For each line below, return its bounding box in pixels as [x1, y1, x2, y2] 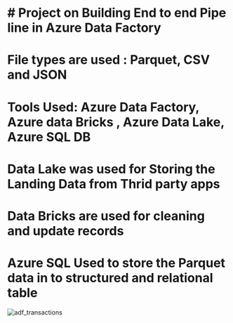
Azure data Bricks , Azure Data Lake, [7, 114, 225, 130]
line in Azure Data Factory [7, 20, 161, 36]
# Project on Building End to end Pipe [7, 5, 227, 21]
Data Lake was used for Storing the [7, 161, 215, 177]
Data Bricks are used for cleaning [7, 208, 205, 224]
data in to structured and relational [7, 270, 213, 286]
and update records [7, 223, 124, 239]
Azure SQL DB [7, 128, 91, 145]
